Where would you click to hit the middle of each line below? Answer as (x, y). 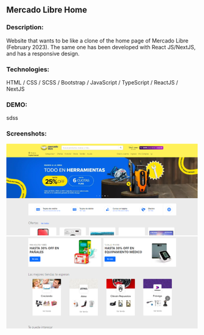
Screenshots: (27, 134)
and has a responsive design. (43, 54)
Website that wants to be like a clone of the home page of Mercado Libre (97, 40)
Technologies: (28, 69)
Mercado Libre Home (47, 10)
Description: (25, 27)
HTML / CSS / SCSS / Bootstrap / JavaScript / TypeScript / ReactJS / (92, 82)
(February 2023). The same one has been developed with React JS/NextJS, (101, 47)
